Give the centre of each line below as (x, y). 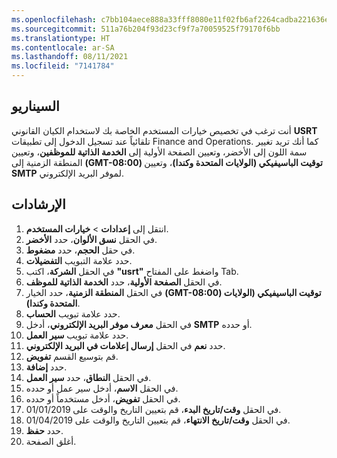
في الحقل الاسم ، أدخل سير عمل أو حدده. (102, 388)
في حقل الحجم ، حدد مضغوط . (80, 250)
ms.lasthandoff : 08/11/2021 (70, 57)
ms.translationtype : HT (61, 38)
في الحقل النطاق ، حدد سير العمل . (88, 377)
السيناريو (35, 106)
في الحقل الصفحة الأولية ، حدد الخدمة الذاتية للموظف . (124, 282)
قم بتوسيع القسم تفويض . (72, 356)
